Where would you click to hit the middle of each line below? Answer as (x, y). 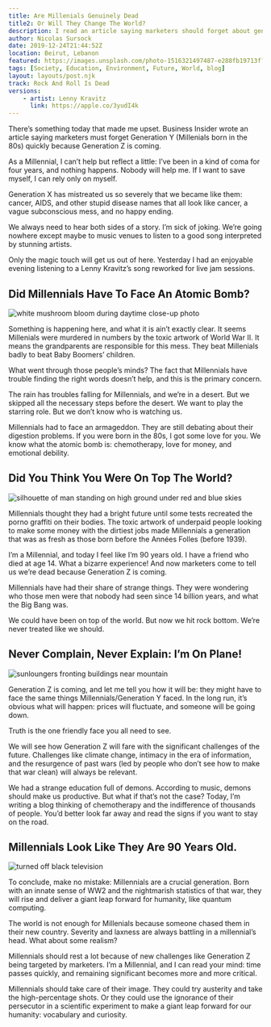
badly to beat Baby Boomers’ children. (72, 354)
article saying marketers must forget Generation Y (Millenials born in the (128, 137)
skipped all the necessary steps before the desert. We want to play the (126, 403)
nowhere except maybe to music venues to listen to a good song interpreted (135, 236)
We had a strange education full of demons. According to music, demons (130, 787)
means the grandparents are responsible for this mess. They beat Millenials (133, 346)
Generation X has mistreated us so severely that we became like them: (125, 194)
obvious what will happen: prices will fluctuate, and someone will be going (132, 706)
